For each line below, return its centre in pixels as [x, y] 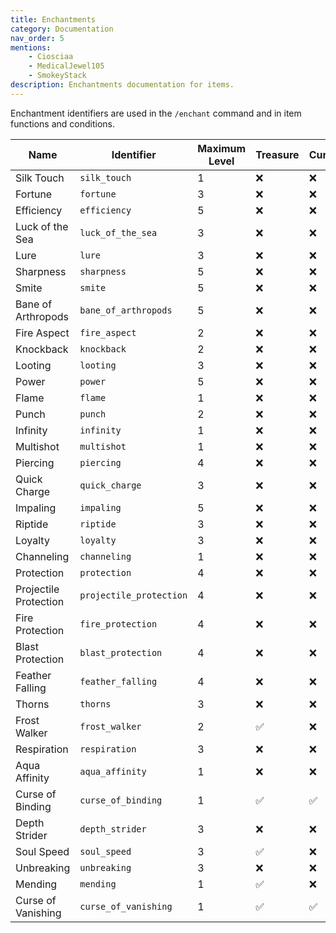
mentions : [31, 47]
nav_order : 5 [37, 38]
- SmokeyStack [57, 76]
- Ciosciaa [51, 57]
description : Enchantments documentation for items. [122, 85]
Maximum [222, 148]
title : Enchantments [53, 19]
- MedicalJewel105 [66, 66]
